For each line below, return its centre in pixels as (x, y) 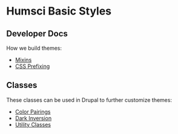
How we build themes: (34, 48)
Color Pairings (33, 112)
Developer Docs (37, 34)
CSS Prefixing (32, 66)
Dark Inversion (33, 118)
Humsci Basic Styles (59, 11)
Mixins (23, 60)
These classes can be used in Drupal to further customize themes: (89, 100)
